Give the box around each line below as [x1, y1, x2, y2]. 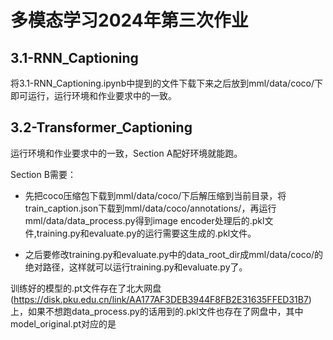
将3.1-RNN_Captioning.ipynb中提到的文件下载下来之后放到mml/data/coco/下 [10, 77, 323, 89]
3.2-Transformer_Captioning [10, 119, 193, 136]
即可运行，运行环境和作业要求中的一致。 [10, 90, 177, 101]
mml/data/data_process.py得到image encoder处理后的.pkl [24, 214, 265, 226]
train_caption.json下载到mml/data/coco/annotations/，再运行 [24, 202, 277, 214]
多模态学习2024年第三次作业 [10, 9, 249, 32]
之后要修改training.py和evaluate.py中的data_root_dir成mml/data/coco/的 [24, 248, 324, 260]
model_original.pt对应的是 [10, 317, 117, 330]
